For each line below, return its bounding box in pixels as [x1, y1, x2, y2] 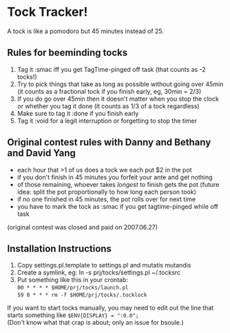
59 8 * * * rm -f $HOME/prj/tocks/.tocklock [17, 292, 147, 299]
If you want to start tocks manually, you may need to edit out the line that [7, 304, 214, 312]
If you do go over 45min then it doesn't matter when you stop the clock [17, 94, 219, 103]
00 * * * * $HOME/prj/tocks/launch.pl [17, 284, 129, 292]
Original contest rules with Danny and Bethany [7, 137, 211, 148]
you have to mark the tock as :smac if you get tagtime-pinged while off [17, 202, 218, 210]
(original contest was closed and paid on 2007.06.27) [7, 223, 158, 231]
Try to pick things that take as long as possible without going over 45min [17, 80, 224, 88]
